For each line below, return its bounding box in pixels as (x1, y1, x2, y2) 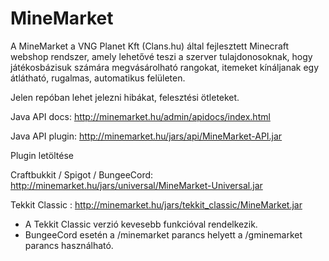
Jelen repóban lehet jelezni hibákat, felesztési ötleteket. (10, 91, 240, 103)
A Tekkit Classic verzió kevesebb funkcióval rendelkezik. (24, 218, 258, 230)
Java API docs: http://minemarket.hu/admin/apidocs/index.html (10, 110, 271, 122)
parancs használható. (24, 239, 114, 251)
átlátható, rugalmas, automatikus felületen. (10, 72, 186, 84)
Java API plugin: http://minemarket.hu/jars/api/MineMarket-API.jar (10, 130, 283, 142)
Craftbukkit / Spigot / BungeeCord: (10, 168, 154, 181)
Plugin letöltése (10, 149, 74, 161)
